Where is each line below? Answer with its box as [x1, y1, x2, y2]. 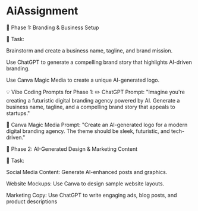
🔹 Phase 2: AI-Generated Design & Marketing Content [6, 145, 138, 153]
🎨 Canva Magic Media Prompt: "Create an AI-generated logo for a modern [6, 121, 188, 128]
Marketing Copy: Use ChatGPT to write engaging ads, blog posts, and [6, 191, 177, 198]
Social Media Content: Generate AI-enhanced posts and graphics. [6, 168, 168, 175]
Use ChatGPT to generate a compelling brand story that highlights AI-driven [6, 58, 192, 66]
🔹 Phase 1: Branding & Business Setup [6, 24, 99, 31]
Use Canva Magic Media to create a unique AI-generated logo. [6, 76, 159, 83]
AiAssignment [6, 4, 78, 18]
